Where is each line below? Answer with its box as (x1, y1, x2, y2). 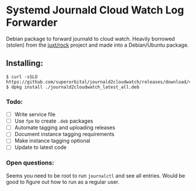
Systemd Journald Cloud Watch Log (6, 4, 184, 17)
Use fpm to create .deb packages (14, 117, 93, 124)
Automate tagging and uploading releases (14, 124, 116, 131)
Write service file (14, 111, 55, 118)
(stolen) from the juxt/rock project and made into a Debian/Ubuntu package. (6, 41, 189, 48)
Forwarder (6, 16, 58, 29)
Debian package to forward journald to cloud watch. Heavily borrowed (6, 35, 175, 42)
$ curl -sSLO (6, 74, 38, 79)
